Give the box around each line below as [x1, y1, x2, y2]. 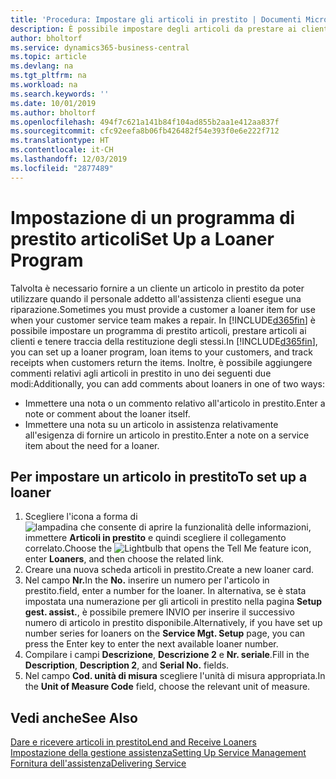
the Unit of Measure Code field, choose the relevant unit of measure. [24, 681, 311, 693]
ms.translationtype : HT [10, 136, 110, 146]
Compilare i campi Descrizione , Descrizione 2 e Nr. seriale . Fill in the [24, 649, 310, 661]
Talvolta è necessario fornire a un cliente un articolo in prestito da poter [10, 282, 305, 294]
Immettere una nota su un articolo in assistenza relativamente [24, 418, 279, 430]
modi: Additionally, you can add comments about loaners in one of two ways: [10, 377, 325, 390]
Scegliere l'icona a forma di [24, 511, 138, 523]
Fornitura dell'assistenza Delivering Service [10, 757, 187, 770]
